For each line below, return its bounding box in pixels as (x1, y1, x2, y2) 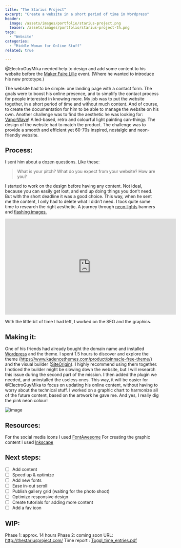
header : (5, 16, 21, 21)
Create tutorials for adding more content (12, 499, 94, 505)
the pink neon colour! (5, 398, 48, 404)
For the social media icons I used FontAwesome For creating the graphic (5, 434, 150, 440)
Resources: (5, 421, 40, 430)
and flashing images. (5, 209, 47, 215)
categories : (5, 39, 29, 44)
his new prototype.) (5, 76, 45, 82)
